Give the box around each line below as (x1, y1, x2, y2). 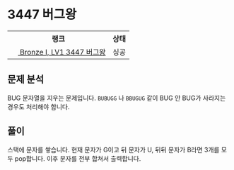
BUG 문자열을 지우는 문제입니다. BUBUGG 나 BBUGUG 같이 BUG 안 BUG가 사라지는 (7, 93, 226, 102)
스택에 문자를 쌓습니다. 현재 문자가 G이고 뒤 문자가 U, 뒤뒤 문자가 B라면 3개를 (7, 145, 220, 154)
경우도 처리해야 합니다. (7, 102, 70, 110)
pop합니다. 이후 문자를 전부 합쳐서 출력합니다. (14, 154, 141, 163)
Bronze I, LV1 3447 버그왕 (20, 47, 106, 57)
